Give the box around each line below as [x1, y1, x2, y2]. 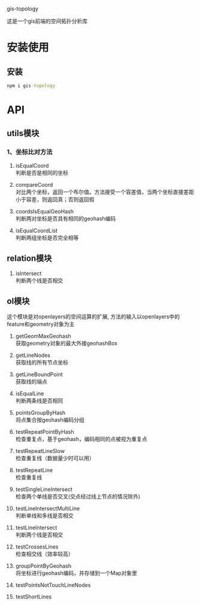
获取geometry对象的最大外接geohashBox [15, 339, 118, 347]
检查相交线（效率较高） [15, 550, 74, 558]
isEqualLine [15, 390, 44, 397]
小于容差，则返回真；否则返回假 [15, 195, 95, 203]
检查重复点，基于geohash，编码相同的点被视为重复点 [15, 436, 147, 443]
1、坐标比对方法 [7, 148, 53, 156]
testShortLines [15, 593, 52, 600]
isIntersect [15, 270, 42, 277]
